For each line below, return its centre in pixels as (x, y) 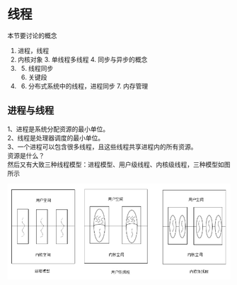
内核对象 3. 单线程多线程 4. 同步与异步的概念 (82, 59)
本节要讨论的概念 (32, 35)
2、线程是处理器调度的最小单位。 (56, 138)
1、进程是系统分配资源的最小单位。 (58, 129)
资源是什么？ (26, 155)
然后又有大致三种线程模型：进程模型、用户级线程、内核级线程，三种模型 (112, 164)
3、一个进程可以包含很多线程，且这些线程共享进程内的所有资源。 (102, 147)
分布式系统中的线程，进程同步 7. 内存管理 (88, 86)
